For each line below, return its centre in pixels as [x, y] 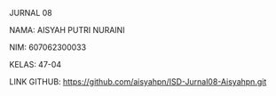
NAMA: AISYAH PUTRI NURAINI [67, 30]
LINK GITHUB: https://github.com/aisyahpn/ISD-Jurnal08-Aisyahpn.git [138, 82]
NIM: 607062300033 [48, 47]
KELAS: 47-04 [35, 64]
